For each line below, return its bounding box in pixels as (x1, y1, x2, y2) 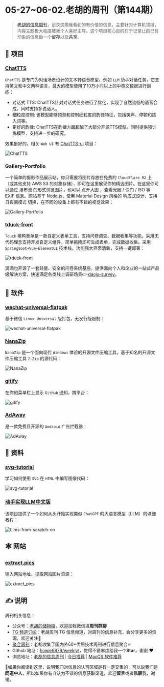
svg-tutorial (5, 464, 34, 471)
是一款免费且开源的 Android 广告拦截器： (5, 423, 87, 429)
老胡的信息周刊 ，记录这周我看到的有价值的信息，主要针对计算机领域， (17, 22, 159, 28)
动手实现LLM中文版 (5, 499, 51, 506)
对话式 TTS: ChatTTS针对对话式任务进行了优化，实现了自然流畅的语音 (12, 99, 154, 105)
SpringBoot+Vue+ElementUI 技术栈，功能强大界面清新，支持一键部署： (5, 245, 145, 251)
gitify (5, 378, 18, 385)
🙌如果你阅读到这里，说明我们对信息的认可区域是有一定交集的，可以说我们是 (5, 664, 158, 670)
